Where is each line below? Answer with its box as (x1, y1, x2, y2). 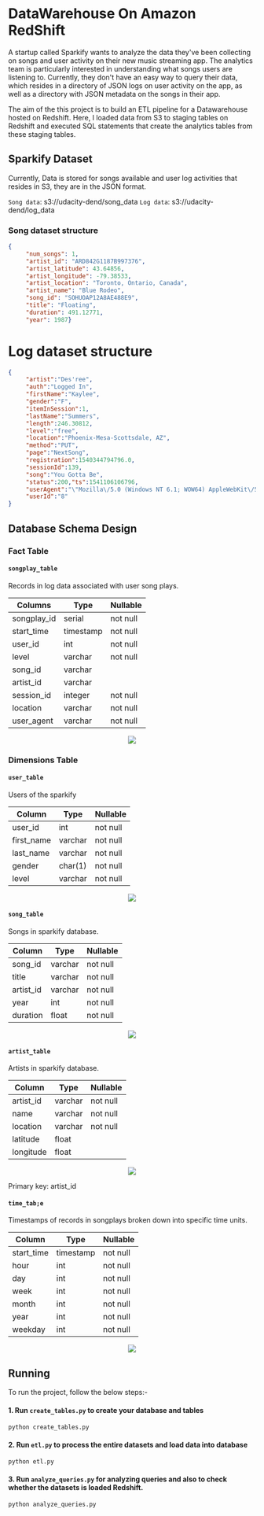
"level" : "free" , (25, 426, 79, 435)
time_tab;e (8, 1199, 44, 1208)
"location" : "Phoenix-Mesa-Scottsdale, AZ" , (25, 434, 170, 442)
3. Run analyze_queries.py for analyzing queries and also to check (8, 1474, 228, 1484)
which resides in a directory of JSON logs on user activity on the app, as (8, 80, 243, 90)
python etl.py (8, 1457, 55, 1466)
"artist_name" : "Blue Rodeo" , (25, 286, 125, 295)
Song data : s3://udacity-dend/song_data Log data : (8, 197, 170, 206)
